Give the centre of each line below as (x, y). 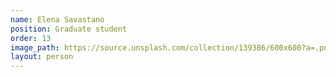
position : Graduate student (69, 29)
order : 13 (31, 38)
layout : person (42, 57)
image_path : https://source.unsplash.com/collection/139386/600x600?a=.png (171, 47)
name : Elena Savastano (57, 19)
